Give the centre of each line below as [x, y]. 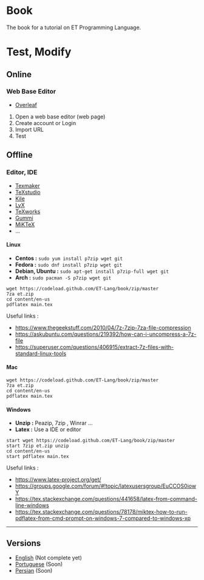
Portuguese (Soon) [39, 564]
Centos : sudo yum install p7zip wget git [69, 258]
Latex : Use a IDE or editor [48, 429]
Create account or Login [46, 123]
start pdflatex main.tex [38, 457]
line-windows [32, 505]
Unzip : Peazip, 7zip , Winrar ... [54, 423]
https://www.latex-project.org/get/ [58, 480]
